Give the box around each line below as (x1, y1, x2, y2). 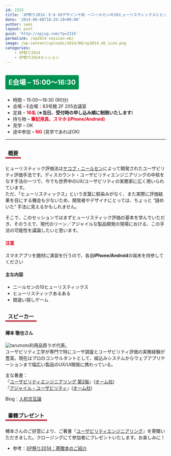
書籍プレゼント (8, 412, 45, 419)
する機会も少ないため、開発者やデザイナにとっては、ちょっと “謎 (23, 197, 160, 203)
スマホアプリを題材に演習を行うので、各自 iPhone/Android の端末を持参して (5, 252, 164, 259)
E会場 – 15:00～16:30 (8, 78, 76, 87)
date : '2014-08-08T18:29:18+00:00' (5, 17, 81, 22)
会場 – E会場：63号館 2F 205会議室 (12, 103, 87, 109)
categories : (5, 45, 31, 50)
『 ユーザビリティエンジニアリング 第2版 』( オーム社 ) (5, 378, 115, 385)
